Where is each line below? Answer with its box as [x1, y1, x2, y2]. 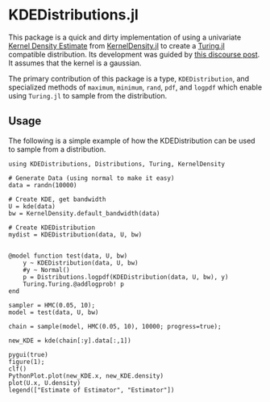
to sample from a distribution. [8, 144, 106, 154]
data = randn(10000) [8, 181, 78, 189]
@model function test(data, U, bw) [8, 252, 128, 260]
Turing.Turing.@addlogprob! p [23, 280, 125, 288]
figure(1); [8, 358, 45, 366]
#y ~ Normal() [23, 266, 70, 274]
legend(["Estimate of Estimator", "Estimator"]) [8, 386, 175, 394]
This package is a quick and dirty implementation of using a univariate [8, 32, 242, 42]
